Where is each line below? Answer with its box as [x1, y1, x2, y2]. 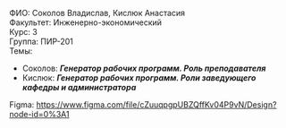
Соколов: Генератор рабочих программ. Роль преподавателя [21, 63, 266, 73]
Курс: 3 [9, 27, 38, 37]
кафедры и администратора [21, 82, 137, 92]
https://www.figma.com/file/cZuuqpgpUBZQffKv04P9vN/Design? [36, 99, 277, 110]
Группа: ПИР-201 [9, 36, 74, 47]
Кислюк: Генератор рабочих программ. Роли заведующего [21, 73, 257, 83]
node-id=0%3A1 [9, 109, 70, 119]
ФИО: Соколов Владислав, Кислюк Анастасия [9, 8, 186, 18]
